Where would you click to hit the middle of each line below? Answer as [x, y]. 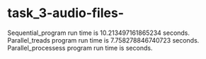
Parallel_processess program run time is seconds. [80, 48]
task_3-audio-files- [66, 13]
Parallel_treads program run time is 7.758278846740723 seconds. [103, 40]
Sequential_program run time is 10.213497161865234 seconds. [98, 33]
